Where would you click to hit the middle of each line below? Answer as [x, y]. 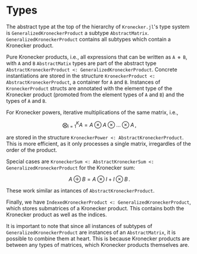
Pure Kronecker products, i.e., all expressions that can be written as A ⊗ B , [97, 57]
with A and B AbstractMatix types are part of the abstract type [81, 63]
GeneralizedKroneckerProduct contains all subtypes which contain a [88, 39]
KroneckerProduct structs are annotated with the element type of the [89, 88]
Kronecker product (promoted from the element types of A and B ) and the [95, 95]
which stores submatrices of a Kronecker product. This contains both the [95, 209]
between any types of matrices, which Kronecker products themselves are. [98, 245]
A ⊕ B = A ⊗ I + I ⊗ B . [99, 179]
